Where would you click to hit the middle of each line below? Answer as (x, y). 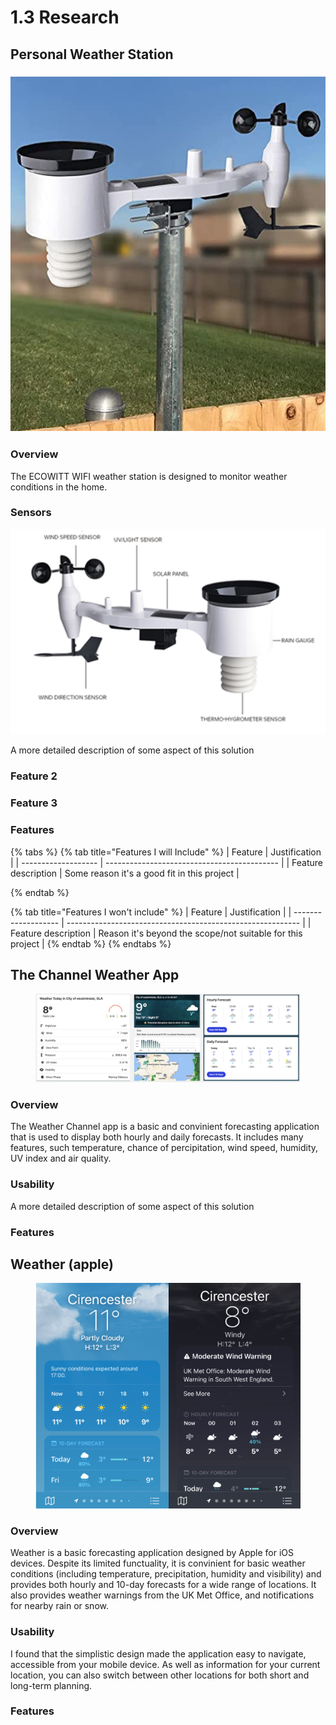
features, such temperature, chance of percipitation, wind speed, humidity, (164, 1148)
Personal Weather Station (92, 54)
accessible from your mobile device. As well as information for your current (165, 1664)
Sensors (31, 513)
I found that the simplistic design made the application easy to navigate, (158, 1653)
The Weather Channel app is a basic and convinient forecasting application (165, 1127)
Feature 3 (34, 803)
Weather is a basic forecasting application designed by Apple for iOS (152, 1553)
